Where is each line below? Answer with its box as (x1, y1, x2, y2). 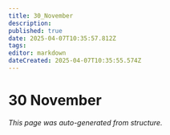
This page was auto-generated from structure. (8, 117, 163, 127)
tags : (8, 42, 26, 50)
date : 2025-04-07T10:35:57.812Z (8, 34, 116, 43)
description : (8, 19, 52, 27)
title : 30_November (8, 11, 74, 20)
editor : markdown (8, 49, 67, 57)
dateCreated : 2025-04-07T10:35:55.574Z (8, 57, 142, 65)
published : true (8, 27, 63, 35)
